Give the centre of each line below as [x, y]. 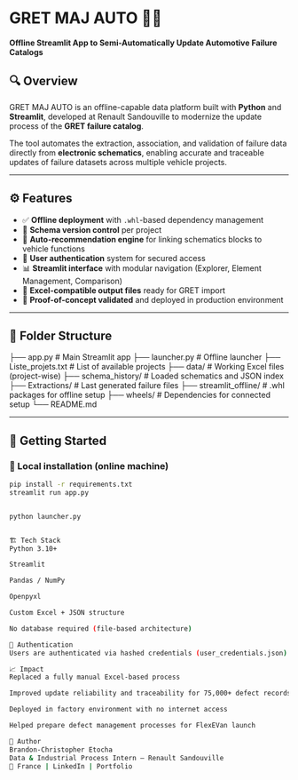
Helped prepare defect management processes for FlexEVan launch [132, 726]
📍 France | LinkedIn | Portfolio [71, 766]
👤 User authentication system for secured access [114, 258]
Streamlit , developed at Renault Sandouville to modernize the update [136, 116]
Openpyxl [25, 597]
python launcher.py [45, 516]
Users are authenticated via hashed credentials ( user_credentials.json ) [149, 653]
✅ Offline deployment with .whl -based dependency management [143, 219]
